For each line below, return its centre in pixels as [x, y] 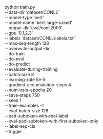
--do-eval [14, 59]
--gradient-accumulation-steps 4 [38, 85]
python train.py [20, 7]
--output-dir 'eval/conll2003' [34, 28]
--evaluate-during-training [31, 69]
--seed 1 [13, 100]
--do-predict [17, 64]
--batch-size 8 [19, 74]
